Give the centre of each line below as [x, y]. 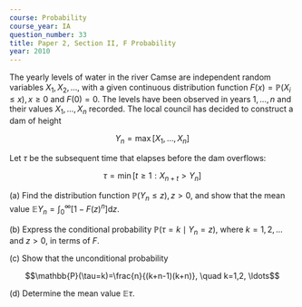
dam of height [35, 120]
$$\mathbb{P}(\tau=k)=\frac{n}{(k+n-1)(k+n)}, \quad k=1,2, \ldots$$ [152, 276]
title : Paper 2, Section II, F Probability [93, 43]
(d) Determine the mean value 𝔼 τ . [72, 293]
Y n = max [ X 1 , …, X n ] [152, 139]
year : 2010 [30, 52]
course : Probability [49, 18]
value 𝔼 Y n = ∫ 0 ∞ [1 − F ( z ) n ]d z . [64, 209]
